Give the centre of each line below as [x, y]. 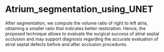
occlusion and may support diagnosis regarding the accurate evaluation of [82, 39]
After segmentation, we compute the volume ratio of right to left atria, [77, 23]
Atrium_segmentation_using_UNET [79, 9]
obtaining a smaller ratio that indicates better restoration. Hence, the [75, 28]
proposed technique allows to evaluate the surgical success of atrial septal [82, 33]
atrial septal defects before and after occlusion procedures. [66, 44]
